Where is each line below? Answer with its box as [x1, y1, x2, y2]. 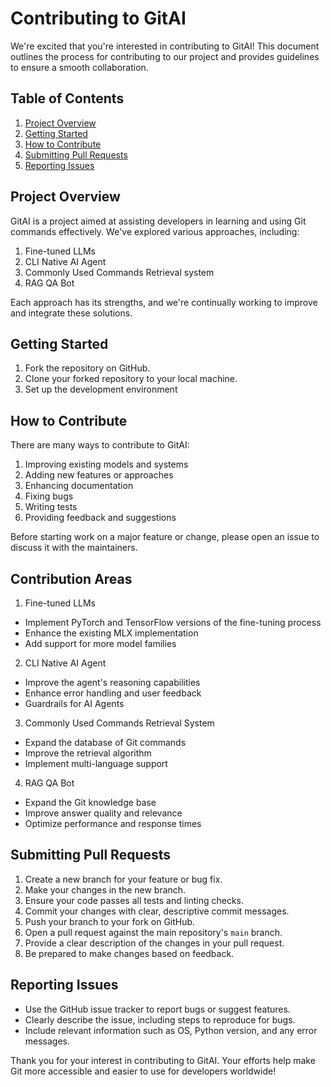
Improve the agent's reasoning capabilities [24, 677, 201, 688]
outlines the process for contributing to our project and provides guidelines [10, 50, 320, 62]
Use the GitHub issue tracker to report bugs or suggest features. [24, 1003, 291, 1015]
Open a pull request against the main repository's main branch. [24, 926, 283, 938]
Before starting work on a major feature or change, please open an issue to [10, 531, 320, 543]
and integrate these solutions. [10, 307, 133, 319]
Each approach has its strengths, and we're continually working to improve [10, 296, 318, 308]
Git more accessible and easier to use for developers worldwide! [10, 1065, 277, 1077]
